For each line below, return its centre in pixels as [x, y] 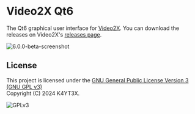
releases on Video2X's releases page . [54, 34]
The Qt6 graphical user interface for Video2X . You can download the [93, 28]
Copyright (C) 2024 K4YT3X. [43, 93]
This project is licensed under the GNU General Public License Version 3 [97, 80]
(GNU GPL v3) [24, 87]
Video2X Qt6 [40, 11]
